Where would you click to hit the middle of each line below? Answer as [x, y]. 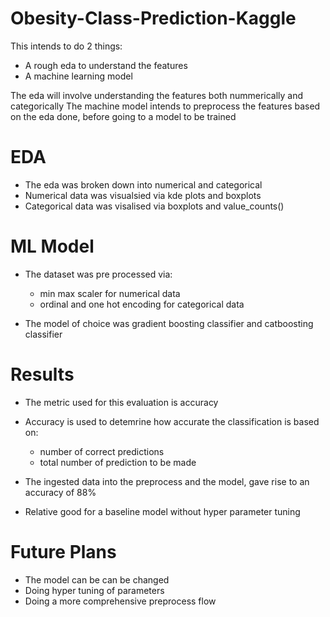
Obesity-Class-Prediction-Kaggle [153, 18]
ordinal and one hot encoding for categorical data [142, 304]
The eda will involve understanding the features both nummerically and [157, 95]
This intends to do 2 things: [66, 46]
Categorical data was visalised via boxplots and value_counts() [154, 206]
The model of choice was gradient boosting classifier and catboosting [169, 323]
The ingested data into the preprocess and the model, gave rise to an [167, 481]
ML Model [52, 246]
